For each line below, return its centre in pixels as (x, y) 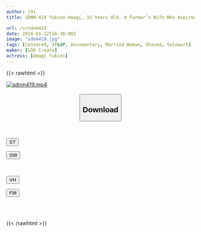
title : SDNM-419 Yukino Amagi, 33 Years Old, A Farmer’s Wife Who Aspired (101, 17)
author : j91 (21, 12)
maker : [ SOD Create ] (32, 51)
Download (100, 110)
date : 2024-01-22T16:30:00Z (41, 33)
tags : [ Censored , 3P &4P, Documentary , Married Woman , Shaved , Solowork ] (99, 45)
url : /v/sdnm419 (26, 28)
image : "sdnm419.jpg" (33, 39)
